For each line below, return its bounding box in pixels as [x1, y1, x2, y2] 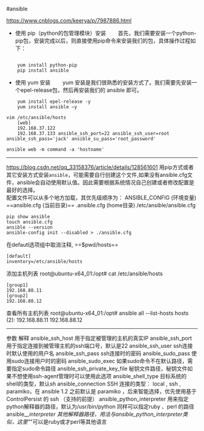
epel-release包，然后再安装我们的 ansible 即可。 [20, 86, 143, 94]
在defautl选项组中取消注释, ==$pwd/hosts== [6, 241, 118, 248]
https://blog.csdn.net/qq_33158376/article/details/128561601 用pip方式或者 [6, 164, 194, 171]
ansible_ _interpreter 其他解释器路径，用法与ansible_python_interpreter [6, 410, 183, 418]
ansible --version [6, 224, 53, 230]
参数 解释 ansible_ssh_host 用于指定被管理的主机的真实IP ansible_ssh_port [6, 334, 192, 342]
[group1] [6, 282, 29, 288]
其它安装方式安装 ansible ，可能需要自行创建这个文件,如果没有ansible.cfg [6, 171, 188, 178]
